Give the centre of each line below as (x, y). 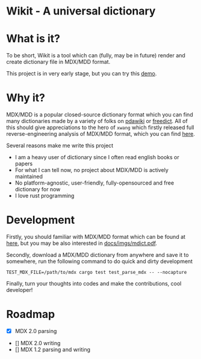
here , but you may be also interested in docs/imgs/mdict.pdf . (82, 243)
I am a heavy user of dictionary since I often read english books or (97, 157)
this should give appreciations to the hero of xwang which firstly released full (100, 127)
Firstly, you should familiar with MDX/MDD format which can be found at (96, 237)
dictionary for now (38, 189)
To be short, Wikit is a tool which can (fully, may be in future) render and (96, 56)
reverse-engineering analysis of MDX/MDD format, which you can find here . (101, 134)
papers (24, 164)
